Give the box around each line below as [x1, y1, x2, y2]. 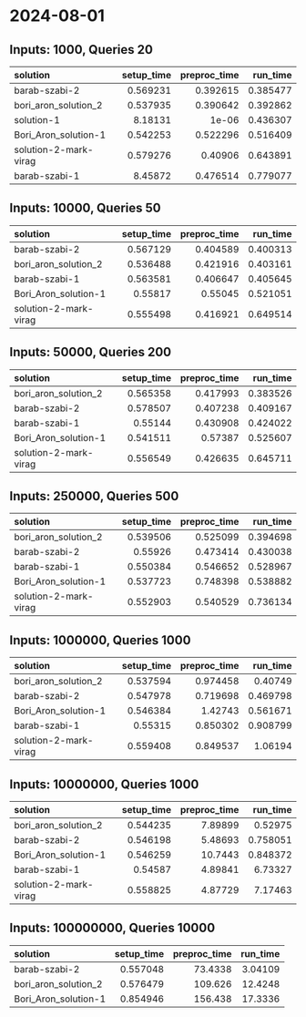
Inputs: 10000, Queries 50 [9, 200, 161, 216]
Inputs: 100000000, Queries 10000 [9, 920, 216, 936]
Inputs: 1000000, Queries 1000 [9, 632, 191, 648]
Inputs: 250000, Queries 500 [9, 488, 179, 504]
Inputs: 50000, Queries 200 [9, 344, 172, 360]
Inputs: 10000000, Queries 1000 [9, 776, 199, 792]
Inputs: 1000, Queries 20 [9, 42, 153, 57]
